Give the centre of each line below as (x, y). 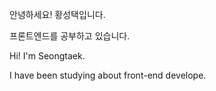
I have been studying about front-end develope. (108, 75)
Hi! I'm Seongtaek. (47, 56)
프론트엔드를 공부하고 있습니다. (70, 36)
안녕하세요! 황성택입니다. (57, 14)
